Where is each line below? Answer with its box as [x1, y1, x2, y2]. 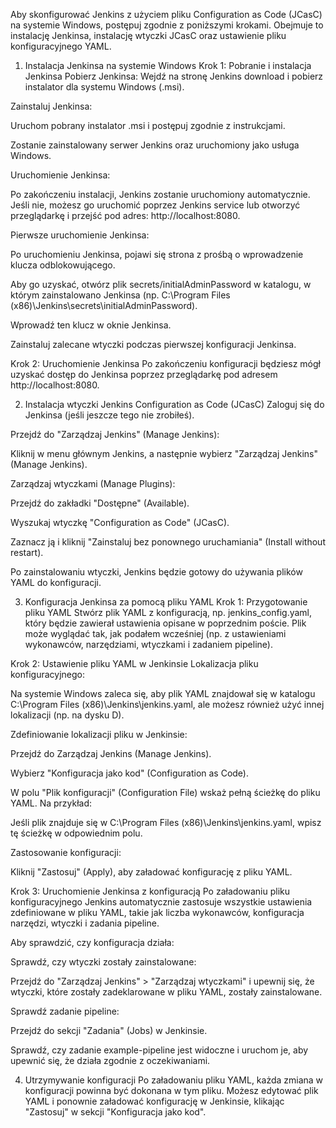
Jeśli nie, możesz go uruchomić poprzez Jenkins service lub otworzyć [10, 199, 301, 211]
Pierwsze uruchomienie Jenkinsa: [10, 229, 150, 241]
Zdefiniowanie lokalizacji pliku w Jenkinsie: [10, 729, 188, 740]
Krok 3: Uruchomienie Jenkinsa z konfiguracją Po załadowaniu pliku [10, 885, 290, 897]
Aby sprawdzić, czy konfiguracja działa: [10, 937, 175, 948]
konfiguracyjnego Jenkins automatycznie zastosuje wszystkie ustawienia [10, 896, 313, 908]
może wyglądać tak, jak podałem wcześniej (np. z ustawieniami [24, 628, 287, 639]
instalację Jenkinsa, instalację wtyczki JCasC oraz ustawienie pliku [10, 30, 287, 41]
